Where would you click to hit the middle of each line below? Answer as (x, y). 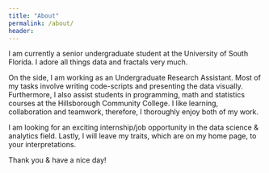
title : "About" (34, 16)
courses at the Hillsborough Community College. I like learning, (113, 103)
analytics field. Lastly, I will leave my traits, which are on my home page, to (132, 136)
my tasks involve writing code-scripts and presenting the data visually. (126, 86)
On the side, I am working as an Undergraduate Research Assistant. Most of (134, 78)
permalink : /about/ (41, 23)
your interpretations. (42, 145)
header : (21, 31)
